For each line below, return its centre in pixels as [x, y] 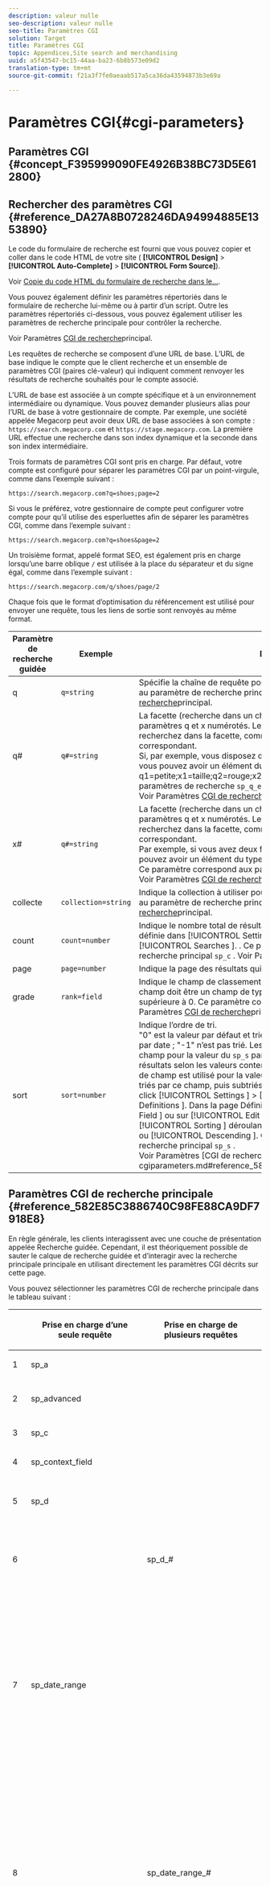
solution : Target [37, 38]
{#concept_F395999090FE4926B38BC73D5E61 [133, 164]
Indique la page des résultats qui [200, 969]
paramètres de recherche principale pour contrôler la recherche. [115, 323]
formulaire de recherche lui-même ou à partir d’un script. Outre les [119, 305]
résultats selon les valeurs [188, 1066]
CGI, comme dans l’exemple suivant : [70, 526]
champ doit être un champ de [194, 992]
